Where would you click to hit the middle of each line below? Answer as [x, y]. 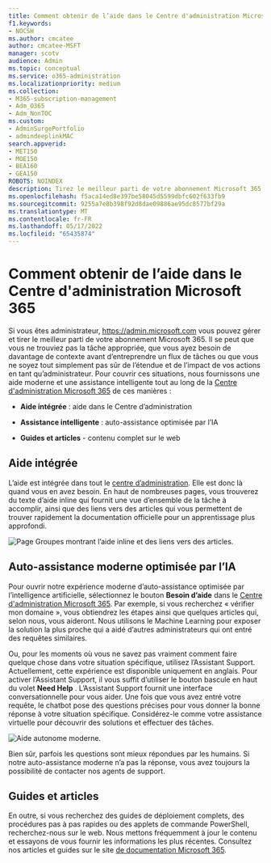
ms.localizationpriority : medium [65, 83]
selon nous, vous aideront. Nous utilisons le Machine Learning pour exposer [135, 620]
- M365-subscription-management [63, 99]
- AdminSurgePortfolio [46, 129]
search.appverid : [38, 144]
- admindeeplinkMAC [41, 136]
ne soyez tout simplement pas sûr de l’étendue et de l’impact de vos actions [134, 365]
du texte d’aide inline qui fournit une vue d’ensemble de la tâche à [118, 500]
